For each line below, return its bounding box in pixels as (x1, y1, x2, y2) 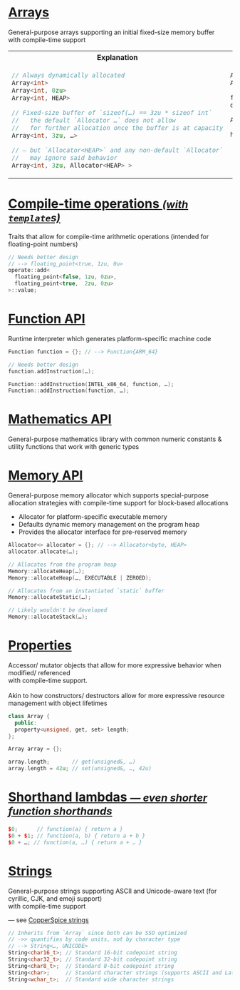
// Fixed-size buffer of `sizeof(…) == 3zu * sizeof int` (11, 108, 213, 116)
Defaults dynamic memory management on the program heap (18, 520, 200, 529)
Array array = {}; (8, 745, 63, 753)
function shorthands (8, 804, 113, 818)
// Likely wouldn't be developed (8, 607, 108, 614)
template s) (8, 211, 61, 225)
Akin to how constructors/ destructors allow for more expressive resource (8, 691, 225, 699)
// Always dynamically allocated (11, 71, 125, 79)
